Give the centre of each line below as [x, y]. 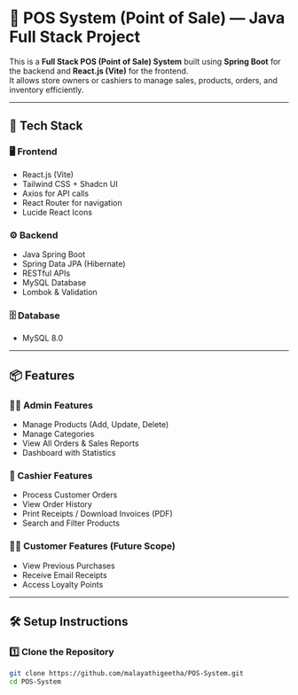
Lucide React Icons [57, 212]
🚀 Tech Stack [46, 126]
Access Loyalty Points [63, 584]
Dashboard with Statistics [69, 452]
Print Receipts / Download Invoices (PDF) [97, 514]
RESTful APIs [46, 273]
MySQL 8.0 [43, 338]
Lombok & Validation [59, 292]
